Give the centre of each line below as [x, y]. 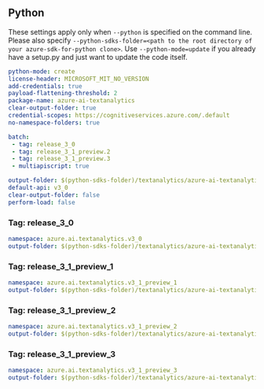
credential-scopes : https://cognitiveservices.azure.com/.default [119, 116]
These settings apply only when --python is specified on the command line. [130, 31]
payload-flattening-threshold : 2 [63, 94]
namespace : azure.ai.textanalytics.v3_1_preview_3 [93, 370]
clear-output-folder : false [54, 195]
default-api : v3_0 [38, 188]
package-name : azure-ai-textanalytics [71, 101]
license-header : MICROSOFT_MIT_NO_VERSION [79, 79]
